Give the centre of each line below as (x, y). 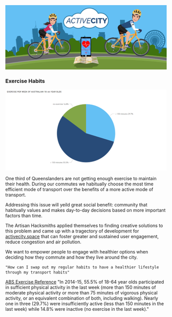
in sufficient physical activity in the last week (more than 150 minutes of (81, 287)
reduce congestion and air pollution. (44, 242)
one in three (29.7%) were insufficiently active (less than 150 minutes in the (85, 304)
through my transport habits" (38, 272)
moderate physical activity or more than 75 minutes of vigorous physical (81, 293)
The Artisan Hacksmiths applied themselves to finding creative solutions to (84, 226)
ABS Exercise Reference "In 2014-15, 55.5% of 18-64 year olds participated (85, 282)
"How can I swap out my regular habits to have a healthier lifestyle (82, 267)
